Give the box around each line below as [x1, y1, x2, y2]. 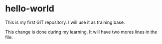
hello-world [5, 3, 55, 14]
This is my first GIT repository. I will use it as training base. [5, 19, 125, 25]
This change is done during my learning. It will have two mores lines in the [5, 29, 158, 35]
